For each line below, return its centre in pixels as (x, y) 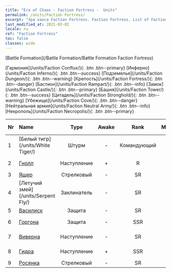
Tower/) (155, 89)
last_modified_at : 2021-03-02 (37, 24)
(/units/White (34, 145)
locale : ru (17, 29)
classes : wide (20, 43)
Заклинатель (77, 192)
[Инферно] (138, 67)
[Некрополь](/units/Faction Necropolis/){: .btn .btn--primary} (70, 111)
